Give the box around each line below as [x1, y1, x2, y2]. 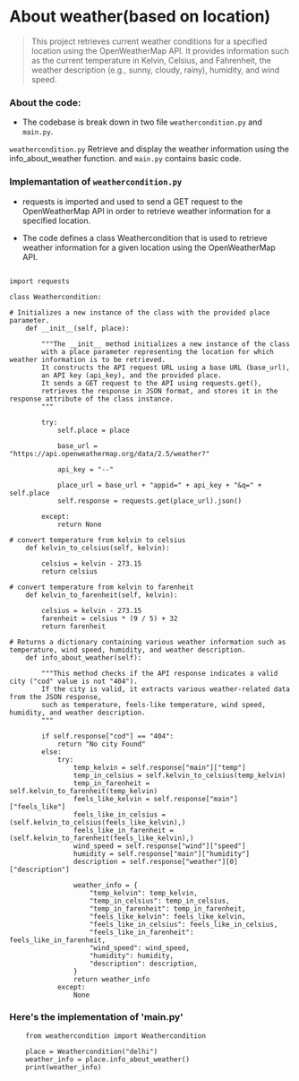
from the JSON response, [9, 692, 102, 701]
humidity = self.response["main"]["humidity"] [73, 849, 251, 858]
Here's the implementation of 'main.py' [9, 1011, 184, 1024]
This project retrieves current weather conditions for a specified [30, 36, 268, 47]
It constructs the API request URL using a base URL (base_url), [41, 363, 291, 372]
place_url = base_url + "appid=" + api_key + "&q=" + [56, 480, 262, 489]
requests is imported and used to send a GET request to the [21, 195, 243, 207]
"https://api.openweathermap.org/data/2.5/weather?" [9, 449, 210, 458]
